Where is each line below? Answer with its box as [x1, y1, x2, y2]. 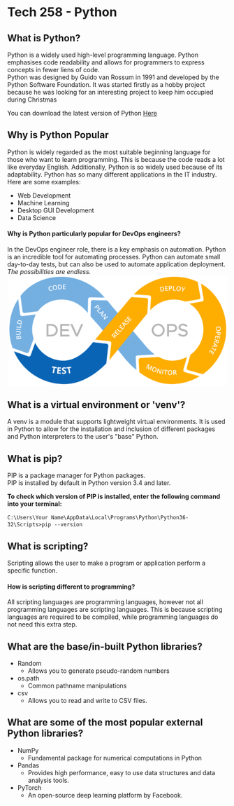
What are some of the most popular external [7, 716, 203, 729]
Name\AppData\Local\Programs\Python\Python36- [51, 514, 189, 521]
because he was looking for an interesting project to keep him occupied [7, 88, 214, 96]
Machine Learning [17, 198, 70, 207]
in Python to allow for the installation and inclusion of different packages [7, 425, 215, 433]
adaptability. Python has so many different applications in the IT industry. [7, 170, 217, 179]
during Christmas [7, 95, 57, 104]
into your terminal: [7, 500, 62, 508]
